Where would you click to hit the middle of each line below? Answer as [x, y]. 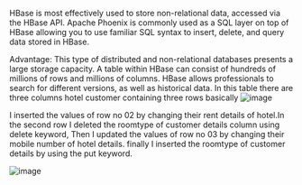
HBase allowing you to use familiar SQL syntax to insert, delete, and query [147, 32]
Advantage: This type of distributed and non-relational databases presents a [151, 59]
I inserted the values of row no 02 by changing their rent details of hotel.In [147, 115]
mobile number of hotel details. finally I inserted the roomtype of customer [147, 144]
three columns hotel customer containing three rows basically [124, 97]
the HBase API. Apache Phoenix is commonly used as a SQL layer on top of [149, 23]
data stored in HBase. [50, 42]
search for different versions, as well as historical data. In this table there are [151, 88]
